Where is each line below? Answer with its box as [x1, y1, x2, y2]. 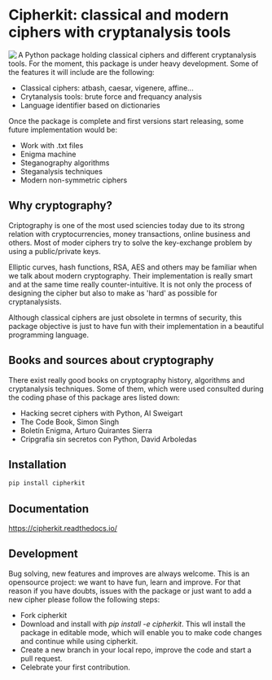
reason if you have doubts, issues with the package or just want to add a [8, 586, 252, 595]
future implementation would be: [8, 125, 118, 134]
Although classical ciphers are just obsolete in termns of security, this [8, 312, 243, 322]
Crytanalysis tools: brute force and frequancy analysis [20, 91, 202, 101]
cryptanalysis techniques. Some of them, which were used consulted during [8, 384, 265, 393]
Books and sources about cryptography [8, 353, 214, 367]
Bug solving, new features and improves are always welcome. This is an [8, 568, 250, 578]
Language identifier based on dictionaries [20, 100, 160, 110]
